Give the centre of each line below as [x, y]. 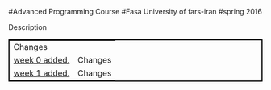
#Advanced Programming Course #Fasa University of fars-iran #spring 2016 [135, 12]
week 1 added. [42, 73]
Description [27, 27]
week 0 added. [42, 60]
